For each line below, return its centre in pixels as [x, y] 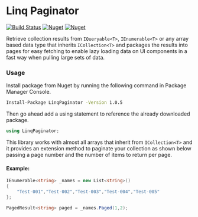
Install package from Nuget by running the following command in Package [96, 86]
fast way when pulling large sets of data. [56, 57]
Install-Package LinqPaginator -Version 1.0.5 [64, 103]
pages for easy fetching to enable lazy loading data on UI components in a [97, 51]
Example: [18, 168]
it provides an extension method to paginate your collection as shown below [99, 148]
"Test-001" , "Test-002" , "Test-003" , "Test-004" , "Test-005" [88, 192]
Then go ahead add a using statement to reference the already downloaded [98, 114]
